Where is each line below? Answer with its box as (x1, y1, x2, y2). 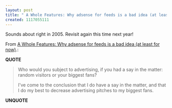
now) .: (5, 47, 19, 53)
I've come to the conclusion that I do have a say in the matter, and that (17, 82, 166, 88)
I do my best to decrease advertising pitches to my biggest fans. (17, 87, 154, 94)
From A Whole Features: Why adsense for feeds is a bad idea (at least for (5, 41, 160, 47)
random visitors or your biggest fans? (17, 72, 97, 78)
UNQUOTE (5, 97, 28, 103)
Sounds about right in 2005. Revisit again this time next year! (5, 31, 134, 38)
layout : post (5, 7, 33, 13)
